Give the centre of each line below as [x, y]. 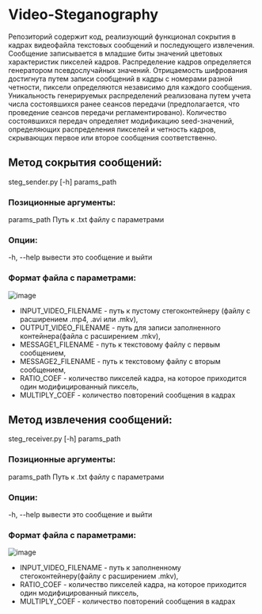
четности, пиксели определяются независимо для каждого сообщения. [130, 87]
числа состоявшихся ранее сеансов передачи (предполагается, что [124, 104]
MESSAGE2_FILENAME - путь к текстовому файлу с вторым [120, 361]
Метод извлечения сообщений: [90, 420]
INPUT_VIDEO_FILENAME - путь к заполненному [101, 568]
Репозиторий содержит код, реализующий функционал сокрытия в [122, 36]
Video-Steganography [84, 15]
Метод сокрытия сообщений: [85, 163]
